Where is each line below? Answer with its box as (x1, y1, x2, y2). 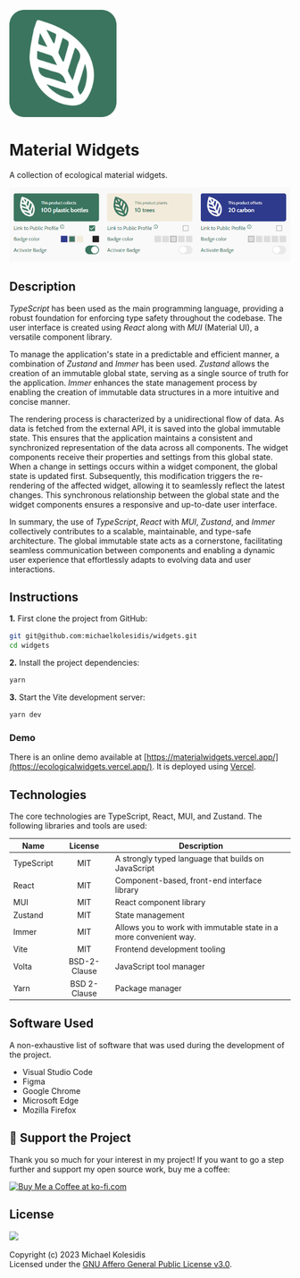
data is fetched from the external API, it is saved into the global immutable (9, 423, 281, 433)
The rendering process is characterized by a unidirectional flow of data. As (9, 413, 285, 425)
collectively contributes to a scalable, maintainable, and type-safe (9, 525, 252, 536)
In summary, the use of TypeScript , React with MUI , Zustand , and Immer (9, 516, 275, 527)
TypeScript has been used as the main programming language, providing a (9, 303, 284, 314)
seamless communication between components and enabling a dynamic (9, 544, 276, 555)
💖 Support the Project (9, 1131, 131, 1146)
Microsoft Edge (21, 1095, 79, 1106)
